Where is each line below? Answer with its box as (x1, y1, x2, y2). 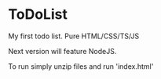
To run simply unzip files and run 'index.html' (8, 61, 154, 71)
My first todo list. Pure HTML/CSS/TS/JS (8, 31, 140, 41)
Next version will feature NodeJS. (8, 46, 117, 56)
